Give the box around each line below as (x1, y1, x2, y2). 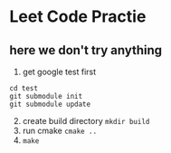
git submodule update (9, 100, 91, 109)
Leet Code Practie (9, 6, 147, 27)
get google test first (22, 66, 97, 77)
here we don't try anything (9, 43, 163, 58)
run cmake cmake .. (22, 125, 98, 136)
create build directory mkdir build (22, 116, 150, 126)
